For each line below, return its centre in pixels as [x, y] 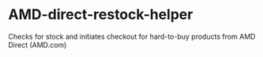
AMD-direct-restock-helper [101, 15]
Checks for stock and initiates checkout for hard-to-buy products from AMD [132, 36]
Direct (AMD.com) [38, 44]
